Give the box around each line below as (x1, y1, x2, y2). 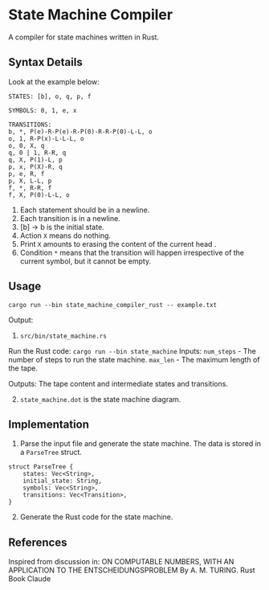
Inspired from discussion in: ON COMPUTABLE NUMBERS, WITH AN (8, 557, 234, 567)
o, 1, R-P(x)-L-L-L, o (8, 134, 84, 142)
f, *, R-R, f (8, 183, 52, 192)
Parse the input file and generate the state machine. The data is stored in (19, 439, 262, 449)
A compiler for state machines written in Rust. (8, 32, 159, 42)
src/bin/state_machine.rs (19, 332, 107, 340)
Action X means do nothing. (19, 231, 111, 240)
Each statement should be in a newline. (19, 205, 150, 215)
